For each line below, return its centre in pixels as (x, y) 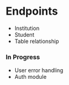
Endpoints (32, 11)
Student (24, 34)
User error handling (39, 70)
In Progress (23, 57)
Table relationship (37, 41)
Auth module (30, 77)
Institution (27, 28)
